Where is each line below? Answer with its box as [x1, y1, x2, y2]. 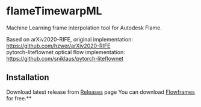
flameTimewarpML [6, 4, 102, 18]
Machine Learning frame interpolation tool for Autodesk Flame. [6, 24, 162, 31]
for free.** [6, 94, 32, 102]
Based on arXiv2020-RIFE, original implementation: [6, 35, 134, 43]
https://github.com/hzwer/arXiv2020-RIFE [6, 42, 111, 49]
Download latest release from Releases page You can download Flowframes [6, 88, 196, 96]
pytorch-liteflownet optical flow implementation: [6, 48, 125, 55]
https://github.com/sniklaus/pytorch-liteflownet [6, 55, 124, 62]
